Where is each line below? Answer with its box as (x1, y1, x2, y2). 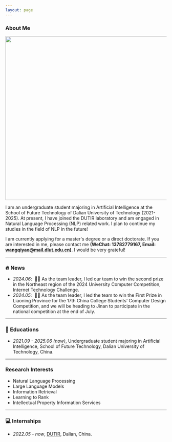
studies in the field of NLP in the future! (5, 226, 88, 232)
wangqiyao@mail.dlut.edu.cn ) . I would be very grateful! (5, 247, 125, 253)
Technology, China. (12, 348, 54, 355)
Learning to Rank (12, 394, 49, 400)
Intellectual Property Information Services (12, 400, 101, 406)
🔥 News (5, 264, 25, 271)
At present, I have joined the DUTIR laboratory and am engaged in (20, 215, 159, 221)
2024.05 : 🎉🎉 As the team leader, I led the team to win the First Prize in (12, 292, 162, 298)
